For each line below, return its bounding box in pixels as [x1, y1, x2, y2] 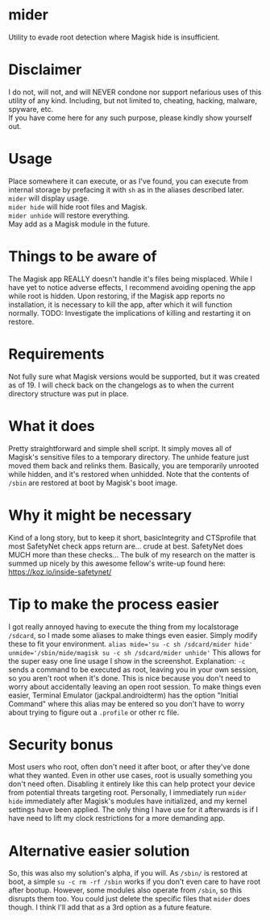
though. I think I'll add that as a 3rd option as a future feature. [8, 902, 212, 912]
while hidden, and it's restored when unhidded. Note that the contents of [8, 469, 250, 479]
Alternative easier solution [8, 842, 190, 860]
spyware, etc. [8, 104, 54, 114]
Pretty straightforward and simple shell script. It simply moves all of [8, 443, 232, 453]
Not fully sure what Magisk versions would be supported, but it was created [8, 371, 260, 381]
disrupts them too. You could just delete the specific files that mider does [8, 894, 251, 904]
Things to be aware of [8, 247, 157, 265]
